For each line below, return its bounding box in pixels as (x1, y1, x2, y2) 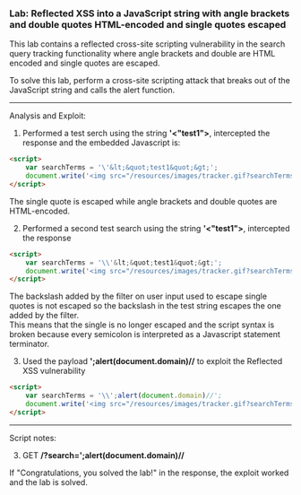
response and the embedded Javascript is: (21, 137, 181, 148)
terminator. (9, 339, 50, 350)
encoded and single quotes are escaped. (9, 57, 160, 69)
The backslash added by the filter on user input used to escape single (9, 291, 267, 302)
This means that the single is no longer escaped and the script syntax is (9, 319, 275, 330)
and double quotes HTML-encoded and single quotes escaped (9, 18, 287, 30)
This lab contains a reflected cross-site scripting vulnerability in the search (9, 39, 286, 49)
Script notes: (9, 432, 56, 443)
